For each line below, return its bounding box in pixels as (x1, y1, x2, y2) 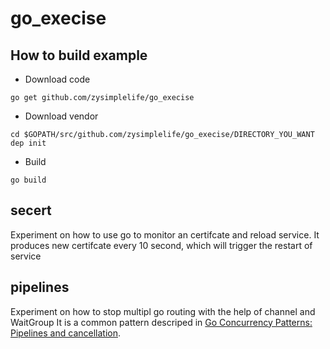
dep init (10, 138, 47, 148)
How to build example (10, 47, 148, 64)
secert (10, 202, 52, 219)
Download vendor (24, 110, 99, 122)
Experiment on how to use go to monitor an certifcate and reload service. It (10, 228, 320, 241)
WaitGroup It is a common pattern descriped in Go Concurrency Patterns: (10, 316, 313, 328)
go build (10, 175, 47, 185)
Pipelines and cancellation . (10, 327, 122, 339)
